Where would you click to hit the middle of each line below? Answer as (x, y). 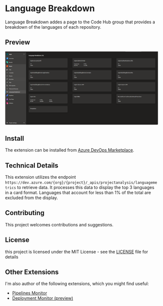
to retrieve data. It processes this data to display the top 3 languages (85, 187)
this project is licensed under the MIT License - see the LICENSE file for (77, 252)
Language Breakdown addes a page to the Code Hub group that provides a (80, 22)
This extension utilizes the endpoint (41, 177)
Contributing (25, 213)
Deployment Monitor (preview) (43, 298)
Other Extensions (32, 272)
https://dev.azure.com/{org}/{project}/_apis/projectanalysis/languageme (81, 183)
